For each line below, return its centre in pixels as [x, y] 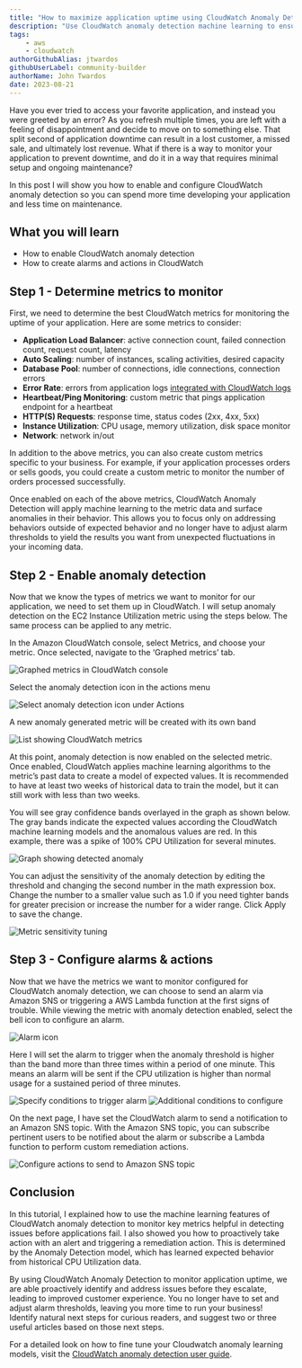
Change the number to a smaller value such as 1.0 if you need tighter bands [149, 895]
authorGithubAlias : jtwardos [64, 59]
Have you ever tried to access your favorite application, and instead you [142, 110]
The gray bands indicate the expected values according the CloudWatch [143, 822]
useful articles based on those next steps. [87, 1327]
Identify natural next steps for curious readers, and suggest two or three [143, 1317]
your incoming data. [46, 547]
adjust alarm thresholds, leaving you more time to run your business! [136, 1308]
